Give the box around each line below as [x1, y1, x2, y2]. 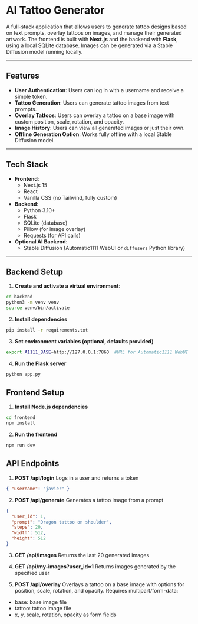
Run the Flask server [14, 360, 67, 367]
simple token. [14, 93, 48, 100]
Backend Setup [6, 266, 64, 277]
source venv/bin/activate [6, 305, 70, 311]
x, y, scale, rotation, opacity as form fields [14, 611, 117, 618]
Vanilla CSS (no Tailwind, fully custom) [23, 194, 117, 201]
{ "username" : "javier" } [6, 486, 70, 492]
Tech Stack [6, 160, 48, 170]
